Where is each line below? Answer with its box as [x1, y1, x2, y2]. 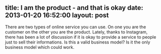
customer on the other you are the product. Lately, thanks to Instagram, [5, 29, 148, 35]
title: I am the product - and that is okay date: [5, 4, 144, 12]
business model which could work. [5, 44, 75, 50]
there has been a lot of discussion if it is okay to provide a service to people [5, 34, 157, 40]
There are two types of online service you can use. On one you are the [5, 24, 146, 30]
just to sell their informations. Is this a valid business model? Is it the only [5, 39, 150, 45]
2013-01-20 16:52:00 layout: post [5, 11, 109, 20]
